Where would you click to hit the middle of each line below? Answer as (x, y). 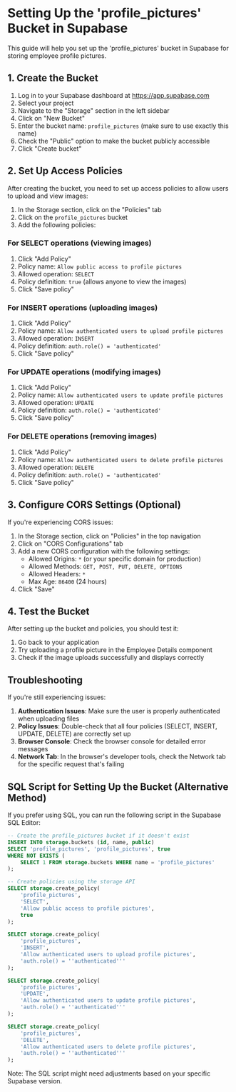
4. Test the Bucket (48, 611)
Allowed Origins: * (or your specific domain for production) (114, 558)
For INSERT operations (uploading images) (83, 307)
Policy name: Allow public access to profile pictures (100, 266)
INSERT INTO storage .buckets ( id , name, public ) (81, 842)
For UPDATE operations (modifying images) (84, 372)
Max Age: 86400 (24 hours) (67, 581)
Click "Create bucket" (50, 149)
